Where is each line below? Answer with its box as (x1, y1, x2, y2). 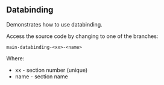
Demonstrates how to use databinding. (6, 20, 102, 28)
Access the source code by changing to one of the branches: (6, 33, 159, 40)
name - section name (14, 72, 68, 80)
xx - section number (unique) (14, 66, 88, 74)
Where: (6, 54, 25, 62)
